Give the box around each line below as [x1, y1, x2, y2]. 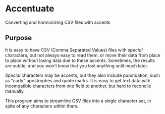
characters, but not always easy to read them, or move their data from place [5, 52, 161, 58]
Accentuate [5, 3, 55, 14]
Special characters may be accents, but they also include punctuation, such [5, 72, 160, 78]
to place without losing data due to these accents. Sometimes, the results [5, 57, 155, 63]
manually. [5, 88, 25, 94]
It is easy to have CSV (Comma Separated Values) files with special [5, 47, 143, 53]
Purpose [5, 34, 32, 42]
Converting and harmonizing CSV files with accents [5, 19, 110, 25]
